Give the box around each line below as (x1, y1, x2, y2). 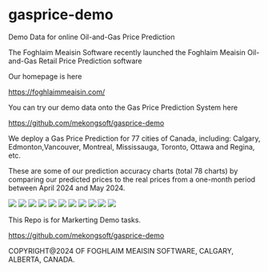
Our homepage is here (8, 71, 82, 81)
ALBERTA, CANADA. (8, 254, 75, 264)
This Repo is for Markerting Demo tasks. (8, 214, 142, 225)
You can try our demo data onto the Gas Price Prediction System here (8, 102, 238, 112)
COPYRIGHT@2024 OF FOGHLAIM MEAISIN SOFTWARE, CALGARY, (8, 246, 234, 255)
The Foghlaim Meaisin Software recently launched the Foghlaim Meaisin (8, 47, 246, 57)
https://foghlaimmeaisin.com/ (8, 86, 106, 97)
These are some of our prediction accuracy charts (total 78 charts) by (8, 166, 238, 175)
